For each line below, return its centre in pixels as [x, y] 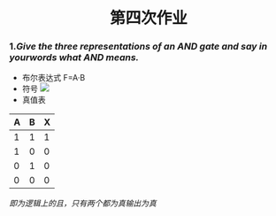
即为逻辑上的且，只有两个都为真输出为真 [83, 204]
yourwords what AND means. [74, 58]
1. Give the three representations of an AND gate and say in [138, 47]
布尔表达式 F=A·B [54, 78]
